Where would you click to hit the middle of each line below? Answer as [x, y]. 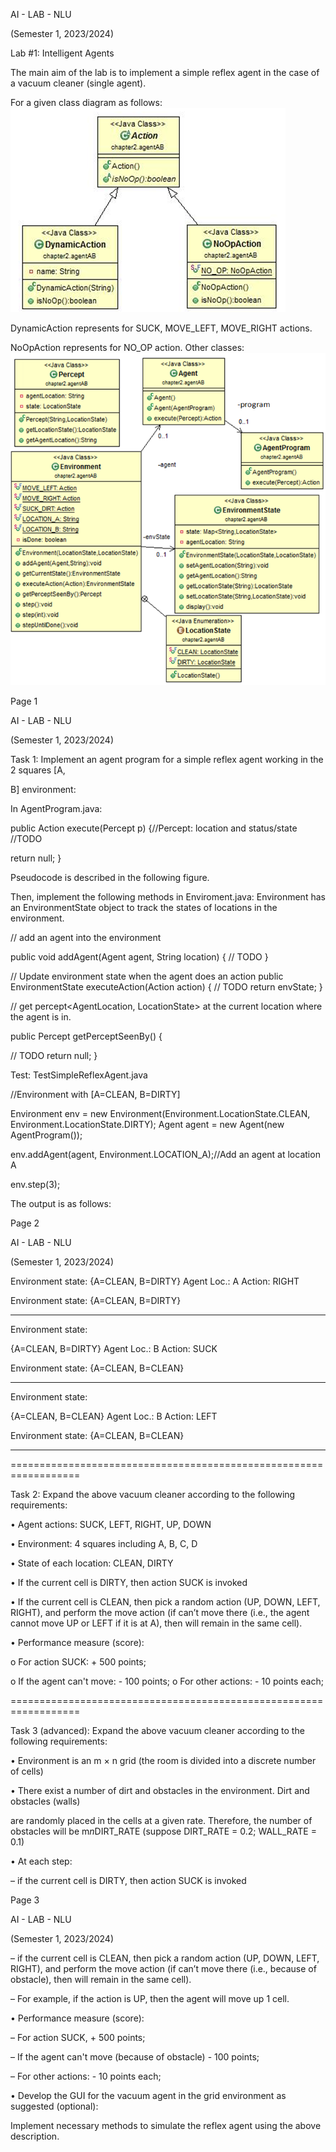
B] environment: [43, 789]
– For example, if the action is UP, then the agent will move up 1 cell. [150, 1998]
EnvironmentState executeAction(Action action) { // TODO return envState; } [166, 986]
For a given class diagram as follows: [86, 102]
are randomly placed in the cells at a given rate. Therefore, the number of [161, 1820]
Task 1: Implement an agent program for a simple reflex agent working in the [167, 759]
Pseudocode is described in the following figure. [110, 877]
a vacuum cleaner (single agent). [78, 83]
